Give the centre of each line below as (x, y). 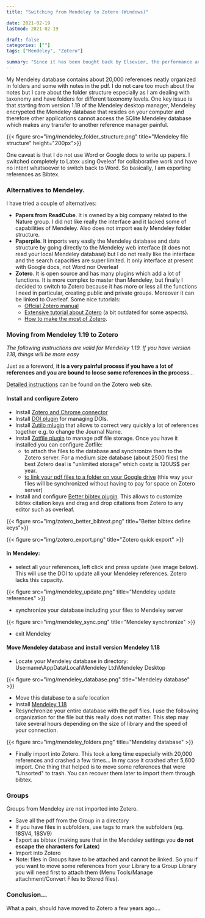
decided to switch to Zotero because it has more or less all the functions (106, 287)
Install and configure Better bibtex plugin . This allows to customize (99, 496)
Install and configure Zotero (42, 399)
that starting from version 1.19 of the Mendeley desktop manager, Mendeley (101, 105)
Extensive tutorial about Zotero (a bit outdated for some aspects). (106, 312)
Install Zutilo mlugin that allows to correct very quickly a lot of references (107, 425)
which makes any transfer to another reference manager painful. (88, 124)
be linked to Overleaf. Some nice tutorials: (68, 299)
